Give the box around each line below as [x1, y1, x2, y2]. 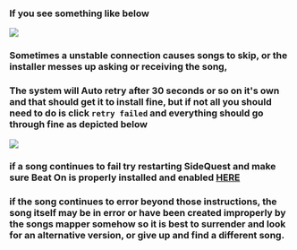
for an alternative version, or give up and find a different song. [9, 229, 284, 242]
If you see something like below [9, 7, 149, 20]
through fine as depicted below [9, 118, 148, 131]
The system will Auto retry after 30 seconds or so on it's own [9, 84, 280, 97]
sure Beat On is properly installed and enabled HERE [9, 171, 241, 184]
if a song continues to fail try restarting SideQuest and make [9, 160, 276, 173]
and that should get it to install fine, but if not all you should [9, 96, 273, 108]
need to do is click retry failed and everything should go [9, 107, 264, 119]
